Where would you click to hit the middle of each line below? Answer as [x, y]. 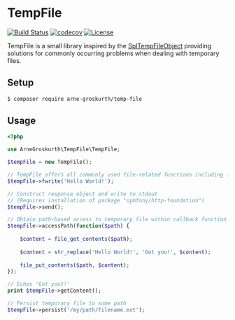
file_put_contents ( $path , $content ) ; [75, 265]
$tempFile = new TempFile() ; [50, 162]
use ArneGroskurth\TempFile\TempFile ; [64, 149]
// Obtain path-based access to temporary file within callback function [117, 220]
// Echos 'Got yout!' [39, 284]
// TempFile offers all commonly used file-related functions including [115, 175]
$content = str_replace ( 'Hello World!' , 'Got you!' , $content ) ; [115, 252]
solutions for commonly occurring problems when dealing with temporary [113, 53]
